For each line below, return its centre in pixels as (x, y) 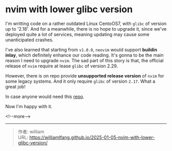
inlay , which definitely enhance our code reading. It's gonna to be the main (84, 55)
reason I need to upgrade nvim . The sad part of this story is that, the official (84, 60)
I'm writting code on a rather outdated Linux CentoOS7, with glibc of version (86, 23)
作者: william (31, 132)
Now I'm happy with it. (29, 106)
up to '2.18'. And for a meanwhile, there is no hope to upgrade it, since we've (86, 29)
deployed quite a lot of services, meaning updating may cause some (77, 34)
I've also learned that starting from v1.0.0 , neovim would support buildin (81, 49)
